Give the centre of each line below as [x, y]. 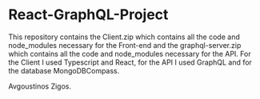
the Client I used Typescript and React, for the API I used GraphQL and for [130, 62]
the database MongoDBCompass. [64, 70]
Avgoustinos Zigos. [40, 86]
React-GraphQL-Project [88, 15]
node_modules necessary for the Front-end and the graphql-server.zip [125, 45]
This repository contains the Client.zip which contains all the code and [124, 37]
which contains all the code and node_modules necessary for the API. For [130, 53]
